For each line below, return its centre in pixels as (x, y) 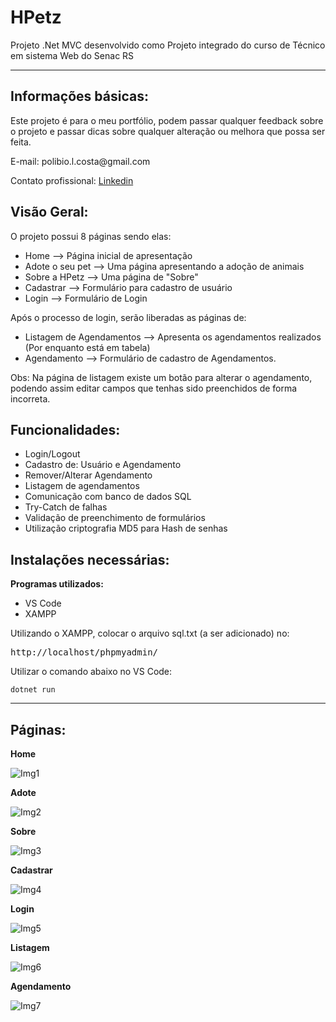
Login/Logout (52, 454)
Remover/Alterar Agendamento (88, 475)
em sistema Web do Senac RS (72, 55)
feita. (21, 142)
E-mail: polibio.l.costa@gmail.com (80, 161)
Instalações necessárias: (90, 559)
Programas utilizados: (57, 584)
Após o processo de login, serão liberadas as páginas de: (128, 317)
